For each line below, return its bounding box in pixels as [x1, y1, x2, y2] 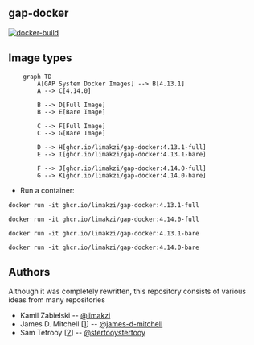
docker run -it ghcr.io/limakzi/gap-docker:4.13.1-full [8, 201, 199, 209]
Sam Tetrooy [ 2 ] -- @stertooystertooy [19, 328, 146, 338]
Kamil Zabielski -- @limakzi [19, 310, 111, 321]
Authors [8, 265, 51, 279]
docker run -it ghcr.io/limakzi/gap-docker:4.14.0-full [8, 215, 199, 223]
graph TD [23, 73, 52, 81]
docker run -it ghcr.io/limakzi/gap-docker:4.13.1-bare [8, 229, 199, 237]
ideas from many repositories [8, 295, 106, 305]
